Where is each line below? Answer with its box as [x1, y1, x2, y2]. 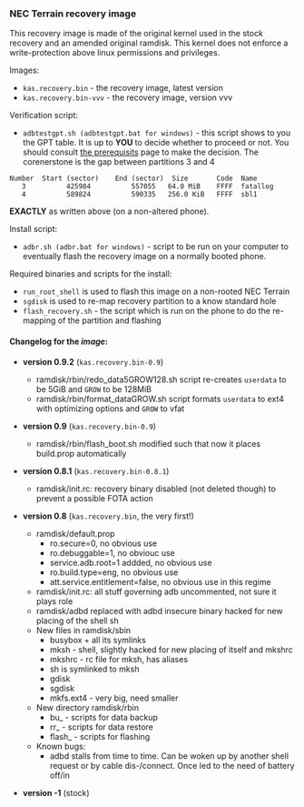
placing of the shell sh [35, 615, 120, 626]
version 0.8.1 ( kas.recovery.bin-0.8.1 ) [22, 465, 170, 476]
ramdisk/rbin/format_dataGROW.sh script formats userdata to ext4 [35, 393, 284, 404]
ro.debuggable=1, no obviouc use [49, 547, 175, 558]
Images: [9, 65, 40, 76]
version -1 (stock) [22, 787, 90, 798]
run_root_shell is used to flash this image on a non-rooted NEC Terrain [22, 286, 290, 298]
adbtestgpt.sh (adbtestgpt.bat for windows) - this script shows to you [22, 127, 291, 138]
